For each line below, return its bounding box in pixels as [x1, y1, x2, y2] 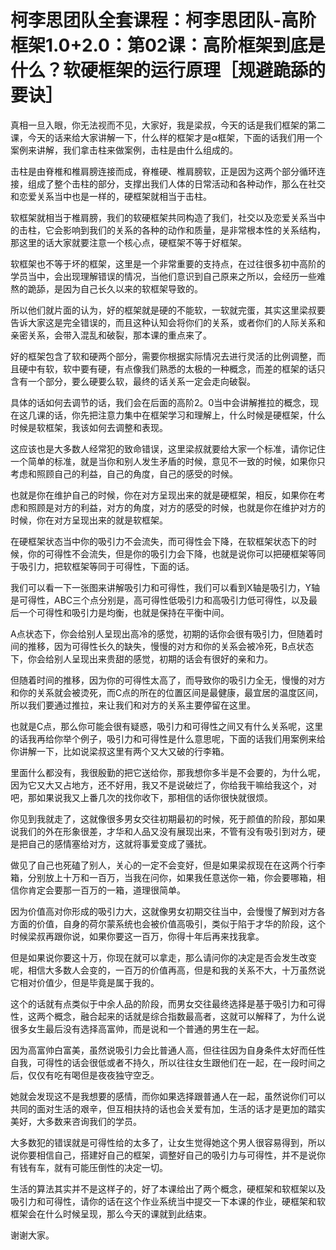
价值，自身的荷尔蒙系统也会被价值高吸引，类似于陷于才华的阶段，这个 [36, 917, 326, 930]
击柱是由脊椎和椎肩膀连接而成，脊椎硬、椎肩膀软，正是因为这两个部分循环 [10, 165, 317, 177]
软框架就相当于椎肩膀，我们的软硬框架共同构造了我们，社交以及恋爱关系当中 [10, 211, 326, 223]
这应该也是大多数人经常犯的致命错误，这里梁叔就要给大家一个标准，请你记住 [10, 442, 326, 455]
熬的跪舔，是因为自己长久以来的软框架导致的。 [10, 282, 203, 295]
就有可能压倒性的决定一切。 [53, 1161, 168, 1173]
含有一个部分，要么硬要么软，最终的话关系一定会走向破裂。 [10, 375, 256, 387]
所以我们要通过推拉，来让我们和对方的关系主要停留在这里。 [10, 699, 256, 711]
